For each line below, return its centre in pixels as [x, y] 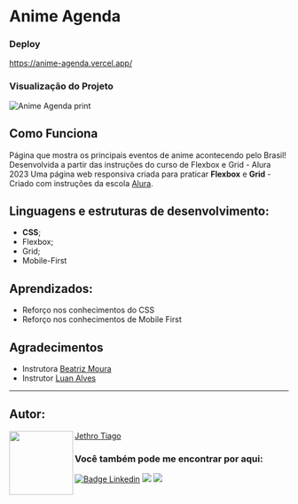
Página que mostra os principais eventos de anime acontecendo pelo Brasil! [148, 155]
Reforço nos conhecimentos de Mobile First [102, 319]
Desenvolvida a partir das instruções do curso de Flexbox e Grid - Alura [140, 164]
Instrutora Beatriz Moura [67, 369]
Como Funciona [54, 134]
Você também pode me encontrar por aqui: [169, 459]
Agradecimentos [56, 347]
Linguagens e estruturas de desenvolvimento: [139, 211]
